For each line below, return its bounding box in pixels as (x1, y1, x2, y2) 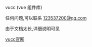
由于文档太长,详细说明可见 (5, 25, 60, 31)
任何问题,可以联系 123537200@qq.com (5, 15, 87, 21)
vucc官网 (5, 36, 25, 42)
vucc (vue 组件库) (5, 4, 42, 10)
